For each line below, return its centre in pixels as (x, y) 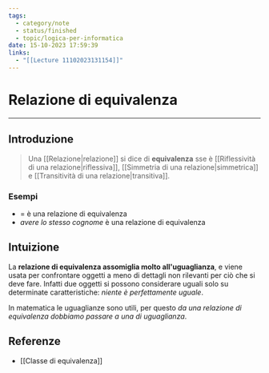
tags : (17, 16)
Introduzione (41, 140)
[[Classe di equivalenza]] (61, 360)
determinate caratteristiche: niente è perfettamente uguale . (106, 292)
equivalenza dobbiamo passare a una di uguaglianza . (98, 316)
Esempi (23, 196)
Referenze (35, 341)
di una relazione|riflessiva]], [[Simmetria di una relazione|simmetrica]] (143, 167)
